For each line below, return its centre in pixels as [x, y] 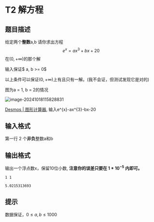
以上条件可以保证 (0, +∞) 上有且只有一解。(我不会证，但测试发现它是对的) [77, 79]
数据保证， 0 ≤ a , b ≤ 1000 [31, 214]
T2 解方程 [24, 10]
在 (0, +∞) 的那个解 [23, 59]
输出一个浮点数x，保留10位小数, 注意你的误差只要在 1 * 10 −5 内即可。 [74, 168]
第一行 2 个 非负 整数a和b [29, 139]
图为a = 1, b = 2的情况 [27, 90]
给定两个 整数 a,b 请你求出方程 [34, 42]
